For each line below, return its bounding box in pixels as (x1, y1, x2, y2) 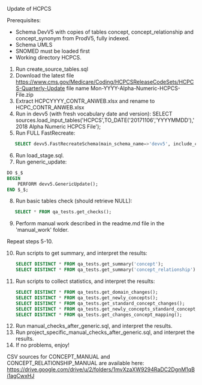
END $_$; (7, 186, 29, 193)
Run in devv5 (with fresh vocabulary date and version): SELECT (15, 111, 173, 117)
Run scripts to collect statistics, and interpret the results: (15, 277, 155, 285)
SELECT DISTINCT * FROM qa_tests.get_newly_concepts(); (15, 294, 158, 301)
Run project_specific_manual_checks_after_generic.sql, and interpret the (15, 329, 195, 336)
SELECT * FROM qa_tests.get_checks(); (14, 209, 112, 215)
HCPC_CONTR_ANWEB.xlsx (15, 104, 85, 111)
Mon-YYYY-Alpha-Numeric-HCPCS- (90, 85, 180, 92)
